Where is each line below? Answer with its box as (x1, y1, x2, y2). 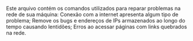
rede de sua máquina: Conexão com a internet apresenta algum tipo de (6, 11, 178, 18)
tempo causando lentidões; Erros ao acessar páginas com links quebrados (6, 23, 187, 30)
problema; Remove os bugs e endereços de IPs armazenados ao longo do (6, 17, 185, 24)
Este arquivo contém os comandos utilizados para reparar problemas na (6, 5, 181, 12)
